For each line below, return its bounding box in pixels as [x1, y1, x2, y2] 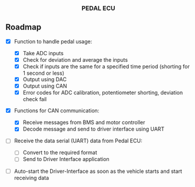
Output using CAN [22, 82, 67, 89]
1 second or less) [22, 69, 64, 76]
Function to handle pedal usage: [14, 38, 92, 45]
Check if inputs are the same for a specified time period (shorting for [22, 63, 190, 70]
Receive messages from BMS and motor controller [22, 119, 146, 126]
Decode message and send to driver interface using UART [22, 125, 165, 133]
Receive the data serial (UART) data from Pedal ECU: [14, 137, 143, 145]
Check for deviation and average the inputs [22, 56, 128, 63]
